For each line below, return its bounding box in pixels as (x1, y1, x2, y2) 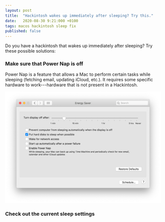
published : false (5, 29, 41, 34)
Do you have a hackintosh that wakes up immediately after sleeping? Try (5, 43, 153, 49)
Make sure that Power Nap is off (5, 61, 83, 67)
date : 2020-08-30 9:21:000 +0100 (5, 18, 79, 23)
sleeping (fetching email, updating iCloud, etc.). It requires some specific (5, 77, 153, 83)
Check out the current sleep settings (5, 211, 95, 218)
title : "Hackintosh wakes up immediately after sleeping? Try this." (5, 13, 154, 18)
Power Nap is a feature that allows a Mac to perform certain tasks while (5, 71, 151, 77)
